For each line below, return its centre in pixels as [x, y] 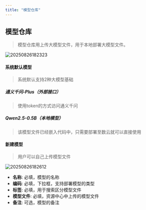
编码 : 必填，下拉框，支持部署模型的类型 [53, 183]
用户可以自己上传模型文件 [44, 156]
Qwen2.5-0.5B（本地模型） [34, 118]
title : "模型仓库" [23, 10]
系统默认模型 [18, 67]
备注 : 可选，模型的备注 [36, 202]
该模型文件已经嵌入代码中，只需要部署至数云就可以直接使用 [79, 132]
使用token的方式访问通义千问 [48, 106]
